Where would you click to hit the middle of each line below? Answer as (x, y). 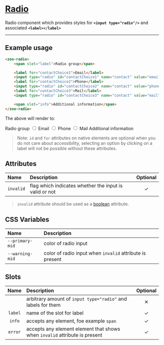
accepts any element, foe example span (71, 321)
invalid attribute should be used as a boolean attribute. (73, 204)
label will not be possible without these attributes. (67, 148)
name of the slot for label (55, 313)
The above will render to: (30, 118)
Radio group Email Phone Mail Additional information (69, 128)
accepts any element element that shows (73, 329)
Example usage (29, 48)
